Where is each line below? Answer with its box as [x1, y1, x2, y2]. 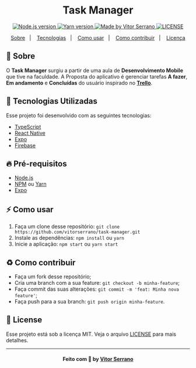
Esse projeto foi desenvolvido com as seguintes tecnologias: [6, 112, 152, 119]
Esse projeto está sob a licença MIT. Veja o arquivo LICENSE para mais [6, 330, 177, 338]
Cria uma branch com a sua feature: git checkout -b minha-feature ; [14, 280, 180, 286]
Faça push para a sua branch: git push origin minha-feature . [14, 298, 165, 305]
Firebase [14, 142, 36, 149]
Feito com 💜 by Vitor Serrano [62, 356, 134, 363]
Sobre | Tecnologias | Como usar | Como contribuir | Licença [10, 34, 185, 41]
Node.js [14, 174, 34, 182]
